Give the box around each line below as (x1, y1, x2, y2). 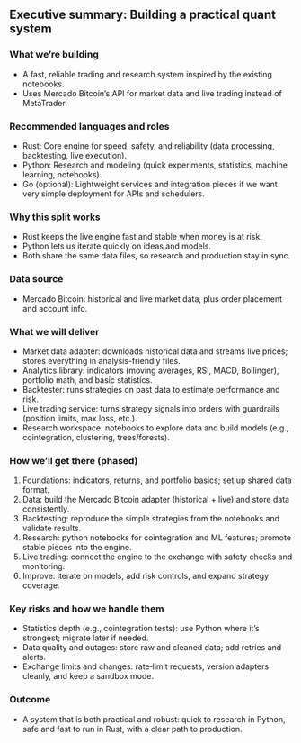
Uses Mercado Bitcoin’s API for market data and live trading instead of (22, 87, 283, 98)
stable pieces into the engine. (22, 542, 132, 553)
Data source (9, 273, 64, 285)
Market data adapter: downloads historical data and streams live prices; (22, 346, 288, 357)
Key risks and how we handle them (9, 603, 164, 615)
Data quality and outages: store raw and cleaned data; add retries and (22, 642, 282, 653)
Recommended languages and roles (9, 120, 170, 132)
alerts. (22, 652, 47, 663)
